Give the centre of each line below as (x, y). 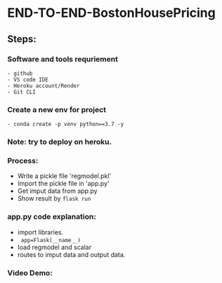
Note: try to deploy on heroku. (60, 142)
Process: (23, 161)
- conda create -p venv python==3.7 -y (66, 125)
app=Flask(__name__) (51, 240)
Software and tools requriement (63, 59)
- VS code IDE (28, 80)
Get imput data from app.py (57, 191)
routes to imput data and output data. (71, 254)
